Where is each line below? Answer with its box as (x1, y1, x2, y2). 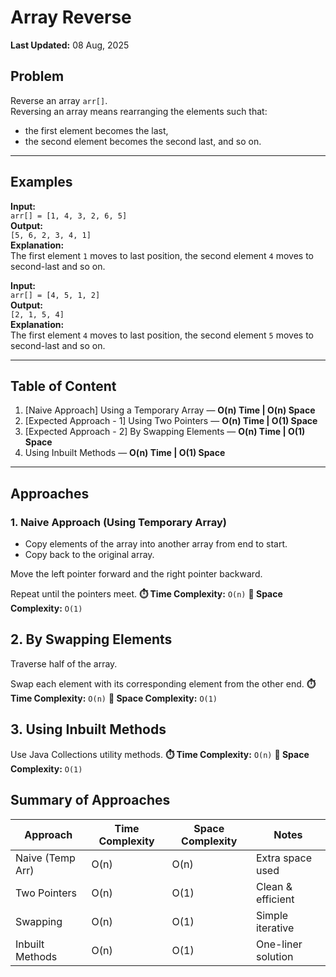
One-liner (255, 937, 303, 951)
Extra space (255, 851, 312, 865)
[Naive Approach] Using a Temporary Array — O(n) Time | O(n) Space (24, 404, 316, 416)
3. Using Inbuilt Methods (10, 721, 167, 738)
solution (255, 949, 294, 963)
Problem (10, 68, 65, 85)
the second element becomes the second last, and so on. (24, 135, 262, 147)
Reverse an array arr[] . (10, 94, 108, 106)
